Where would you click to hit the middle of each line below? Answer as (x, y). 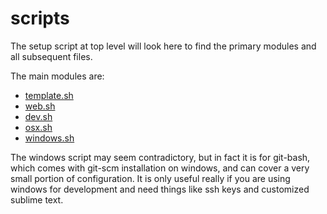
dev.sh (38, 116)
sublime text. (37, 199)
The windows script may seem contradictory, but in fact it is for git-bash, (160, 157)
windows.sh (49, 138)
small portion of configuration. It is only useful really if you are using (150, 178)
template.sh (49, 95)
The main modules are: (57, 76)
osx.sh (38, 127)
